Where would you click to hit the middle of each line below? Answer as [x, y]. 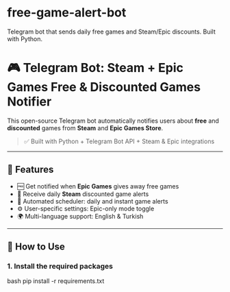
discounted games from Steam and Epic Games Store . [85, 127]
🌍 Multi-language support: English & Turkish [80, 216]
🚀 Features [30, 170]
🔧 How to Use [36, 247]
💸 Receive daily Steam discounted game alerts [83, 194]
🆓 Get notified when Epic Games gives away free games [98, 186]
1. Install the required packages [60, 266]
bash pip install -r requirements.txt [56, 281]
